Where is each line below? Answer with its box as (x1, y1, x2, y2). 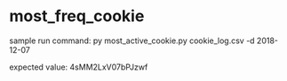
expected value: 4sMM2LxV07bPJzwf (9, 62, 148, 72)
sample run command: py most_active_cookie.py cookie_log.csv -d (9, 35, 255, 46)
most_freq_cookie (9, 6, 145, 26)
